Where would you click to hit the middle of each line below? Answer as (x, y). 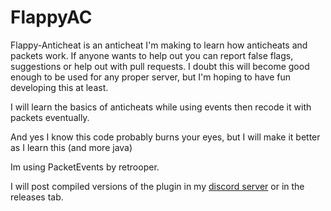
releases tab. (37, 197)
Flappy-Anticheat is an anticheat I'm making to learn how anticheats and (159, 45)
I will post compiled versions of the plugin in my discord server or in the (157, 186)
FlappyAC (51, 17)
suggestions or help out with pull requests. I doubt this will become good (160, 66)
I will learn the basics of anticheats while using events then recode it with (161, 107)
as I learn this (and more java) (71, 147)
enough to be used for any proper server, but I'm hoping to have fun (151, 77)
